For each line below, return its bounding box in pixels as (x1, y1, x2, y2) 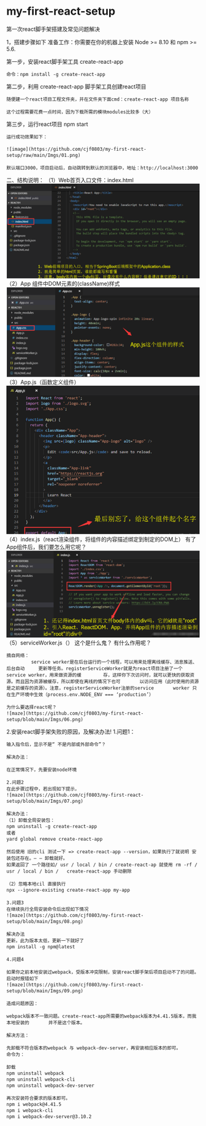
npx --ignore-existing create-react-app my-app (6, 887, 131, 894)
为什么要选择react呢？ (6, 704, 57, 711)
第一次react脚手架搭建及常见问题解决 (6, 25, 100, 33)
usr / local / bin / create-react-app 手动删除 (6, 868, 132, 875)
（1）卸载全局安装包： (6, 818, 55, 824)
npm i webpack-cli (6, 1108, 53, 1114)
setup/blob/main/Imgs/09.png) (6, 988, 84, 994)
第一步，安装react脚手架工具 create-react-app (6, 58, 124, 65)
